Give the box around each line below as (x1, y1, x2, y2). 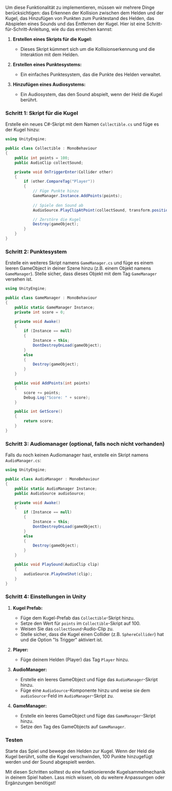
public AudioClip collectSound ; (14, 160, 83, 165)
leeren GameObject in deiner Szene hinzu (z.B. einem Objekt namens (5, 265, 151, 272)
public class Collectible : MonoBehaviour (5, 146, 97, 151)
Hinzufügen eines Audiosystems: (12, 82, 86, 87)
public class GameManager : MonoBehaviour (5, 295, 97, 301)
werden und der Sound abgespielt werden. (5, 759, 96, 765)
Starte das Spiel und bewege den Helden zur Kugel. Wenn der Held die (5, 748, 155, 754)
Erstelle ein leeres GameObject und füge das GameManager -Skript (20, 712, 156, 719)
